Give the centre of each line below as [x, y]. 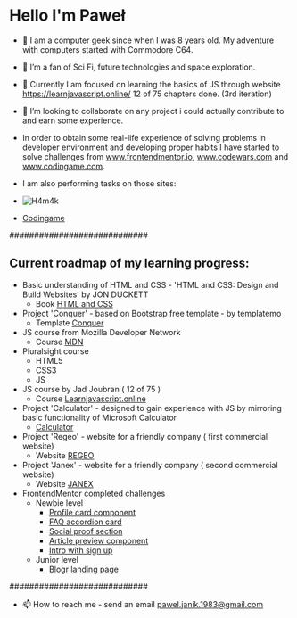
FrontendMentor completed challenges [94, 493]
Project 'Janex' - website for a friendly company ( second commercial [150, 465]
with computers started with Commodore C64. [107, 49]
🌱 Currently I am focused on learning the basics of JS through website [151, 84]
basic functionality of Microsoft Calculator [99, 417]
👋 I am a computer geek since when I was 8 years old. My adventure [148, 40]
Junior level [57, 559]
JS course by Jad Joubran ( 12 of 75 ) [91, 389]
